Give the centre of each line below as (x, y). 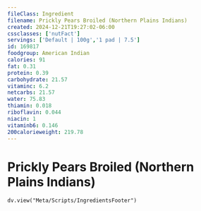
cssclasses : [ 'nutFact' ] (44, 34)
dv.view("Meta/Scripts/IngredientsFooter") (72, 201)
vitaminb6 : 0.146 (33, 125)
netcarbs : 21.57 (31, 92)
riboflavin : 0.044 (34, 112)
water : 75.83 (26, 100)
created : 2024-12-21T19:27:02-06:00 (61, 27)
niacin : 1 (22, 119)
